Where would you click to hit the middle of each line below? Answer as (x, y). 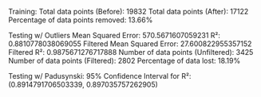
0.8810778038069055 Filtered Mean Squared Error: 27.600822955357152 (130, 44)
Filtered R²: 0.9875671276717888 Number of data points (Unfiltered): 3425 (131, 52)
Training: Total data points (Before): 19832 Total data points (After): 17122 (129, 12)
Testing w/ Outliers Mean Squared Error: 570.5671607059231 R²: (115, 35)
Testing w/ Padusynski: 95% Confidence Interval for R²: (100, 76)
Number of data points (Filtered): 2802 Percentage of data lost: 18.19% (125, 60)
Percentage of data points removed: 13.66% (81, 20)
